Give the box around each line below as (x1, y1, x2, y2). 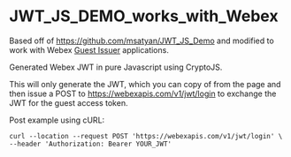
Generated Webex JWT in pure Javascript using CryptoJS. (9, 62, 223, 72)
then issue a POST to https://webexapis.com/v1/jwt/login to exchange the (9, 88, 277, 99)
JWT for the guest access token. (9, 97, 128, 108)
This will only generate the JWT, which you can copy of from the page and (9, 78, 281, 89)
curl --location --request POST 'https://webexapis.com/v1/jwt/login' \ (9, 131, 283, 140)
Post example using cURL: (9, 115, 105, 125)
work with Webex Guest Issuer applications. (9, 44, 170, 55)
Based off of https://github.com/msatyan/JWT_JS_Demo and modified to (9, 35, 274, 46)
